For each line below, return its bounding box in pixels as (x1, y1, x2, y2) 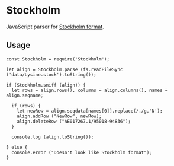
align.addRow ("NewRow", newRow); (17, 113, 102, 119)
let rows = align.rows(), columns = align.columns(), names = (11, 87, 168, 93)
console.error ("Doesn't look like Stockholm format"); (11, 149, 152, 155)
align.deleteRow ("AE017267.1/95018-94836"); (17, 118, 131, 124)
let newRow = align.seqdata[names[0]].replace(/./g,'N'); (17, 108, 163, 114)
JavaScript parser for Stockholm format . (6, 23, 105, 30)
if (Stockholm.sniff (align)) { (6, 82, 86, 88)
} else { (6, 144, 28, 150)
